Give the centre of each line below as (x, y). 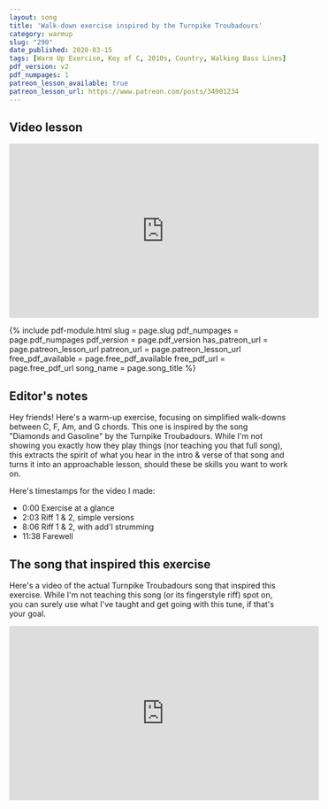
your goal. (27, 613)
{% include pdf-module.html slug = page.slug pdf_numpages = (124, 331)
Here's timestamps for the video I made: (82, 491)
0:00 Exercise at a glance (68, 508)
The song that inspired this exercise (110, 564)
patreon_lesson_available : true (69, 83)
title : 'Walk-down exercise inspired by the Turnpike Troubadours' (136, 26)
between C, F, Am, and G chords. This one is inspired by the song (129, 427)
